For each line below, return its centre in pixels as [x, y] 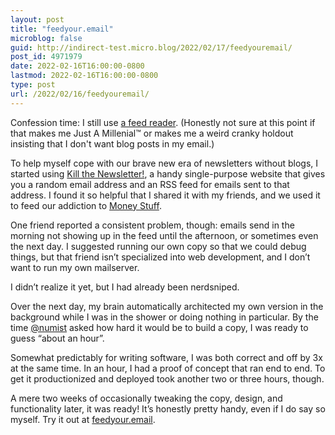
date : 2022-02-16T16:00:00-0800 [77, 66]
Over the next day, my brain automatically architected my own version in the [167, 306]
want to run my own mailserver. [75, 267]
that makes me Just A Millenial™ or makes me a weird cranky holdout [152, 133]
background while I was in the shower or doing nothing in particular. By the [164, 317]
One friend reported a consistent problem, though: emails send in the [152, 225]
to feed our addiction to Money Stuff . [86, 205]
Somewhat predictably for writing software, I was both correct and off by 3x [166, 357]
